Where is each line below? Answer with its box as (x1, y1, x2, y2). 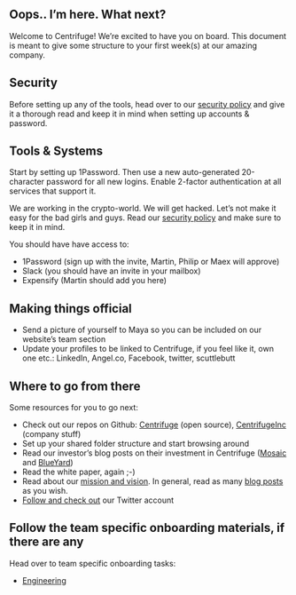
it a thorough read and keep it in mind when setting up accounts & (9, 108, 250, 119)
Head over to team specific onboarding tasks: (9, 558, 176, 568)
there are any (9, 535, 84, 550)
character (9, 177, 45, 187)
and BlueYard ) (21, 457, 74, 468)
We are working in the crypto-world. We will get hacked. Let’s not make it (9, 203, 277, 214)
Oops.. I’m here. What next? (9, 7, 167, 22)
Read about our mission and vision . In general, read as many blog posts (21, 476, 284, 487)
